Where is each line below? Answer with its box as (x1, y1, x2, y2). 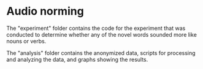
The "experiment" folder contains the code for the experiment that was (6, 24, 186, 32)
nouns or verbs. (6, 37, 47, 45)
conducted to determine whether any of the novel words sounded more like (6, 31, 197, 38)
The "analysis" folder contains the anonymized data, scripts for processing (6, 49, 196, 56)
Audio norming (6, 4, 84, 18)
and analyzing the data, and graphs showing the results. (6, 56, 148, 63)
